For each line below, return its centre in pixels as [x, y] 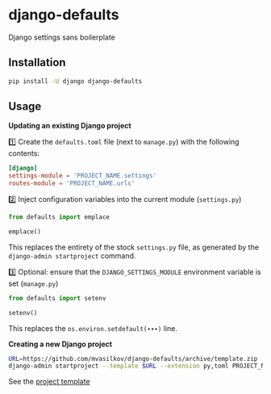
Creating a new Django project [60, 344]
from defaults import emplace [59, 217]
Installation [37, 63]
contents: [24, 153]
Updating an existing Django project [70, 126]
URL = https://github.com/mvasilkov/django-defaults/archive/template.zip [133, 358]
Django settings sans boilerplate [62, 37]
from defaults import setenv [57, 298]
